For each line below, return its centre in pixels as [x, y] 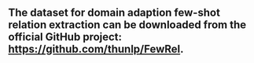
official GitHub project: [65, 37]
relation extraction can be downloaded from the [127, 25]
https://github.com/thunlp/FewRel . [96, 49]
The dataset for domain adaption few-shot [114, 13]
